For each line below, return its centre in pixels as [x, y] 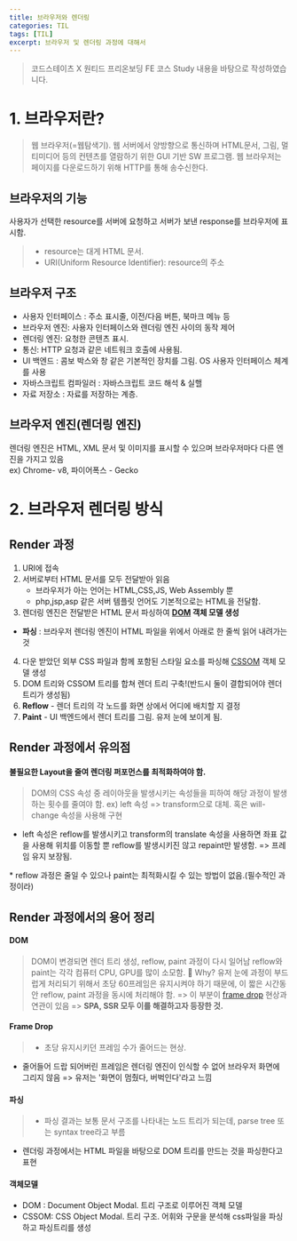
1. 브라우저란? [57, 119]
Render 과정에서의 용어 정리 [82, 917]
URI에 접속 [40, 568]
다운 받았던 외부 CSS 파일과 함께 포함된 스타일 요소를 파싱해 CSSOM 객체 [149, 661]
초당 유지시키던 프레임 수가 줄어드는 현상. [115, 1048]
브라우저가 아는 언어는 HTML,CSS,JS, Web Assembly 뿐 [134, 590]
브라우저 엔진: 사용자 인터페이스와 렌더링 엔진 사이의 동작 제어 [129, 327]
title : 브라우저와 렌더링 [50, 17]
